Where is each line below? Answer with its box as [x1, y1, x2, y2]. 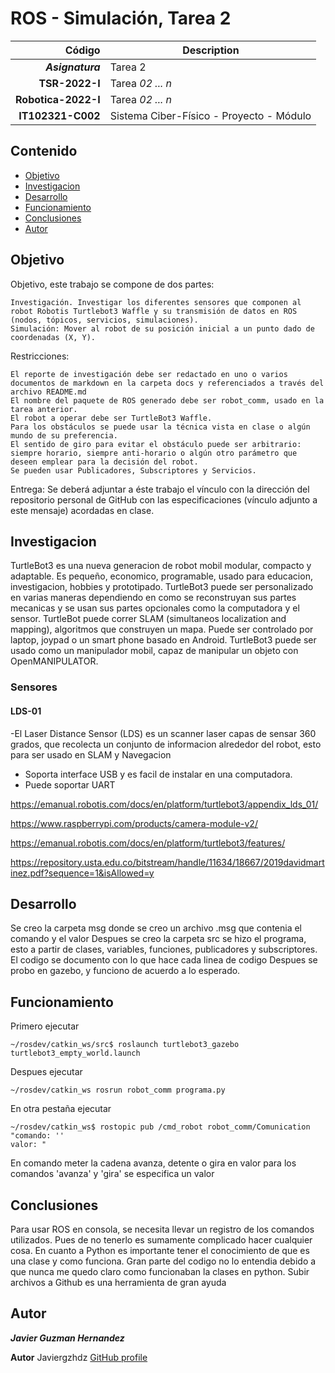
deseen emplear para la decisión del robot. [10, 457, 199, 467]
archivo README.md [10, 387, 87, 397]
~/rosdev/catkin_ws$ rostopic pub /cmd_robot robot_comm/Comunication [10, 1122, 311, 1132]
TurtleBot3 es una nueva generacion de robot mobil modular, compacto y [10, 560, 312, 572]
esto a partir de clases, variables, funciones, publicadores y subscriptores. [10, 943, 318, 956]
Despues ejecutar [10, 1066, 83, 1078]
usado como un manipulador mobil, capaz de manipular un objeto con [10, 645, 299, 657]
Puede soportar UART [24, 778, 116, 791]
